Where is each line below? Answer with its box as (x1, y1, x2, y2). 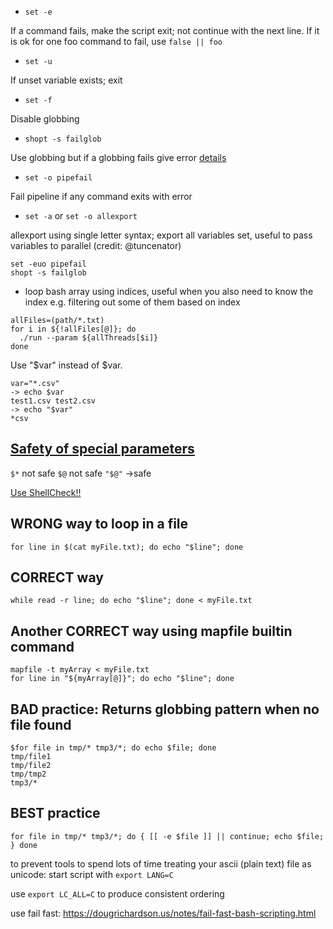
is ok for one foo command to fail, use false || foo (10, 36, 223, 47)
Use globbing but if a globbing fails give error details (10, 152, 227, 163)
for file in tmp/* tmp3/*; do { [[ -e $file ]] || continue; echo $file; (10, 831, 325, 841)
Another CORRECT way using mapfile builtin (10, 622, 293, 640)
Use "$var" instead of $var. (10, 359, 123, 371)
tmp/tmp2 (10, 769, 47, 780)
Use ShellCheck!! (10, 486, 82, 498)
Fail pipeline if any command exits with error (10, 191, 193, 202)
